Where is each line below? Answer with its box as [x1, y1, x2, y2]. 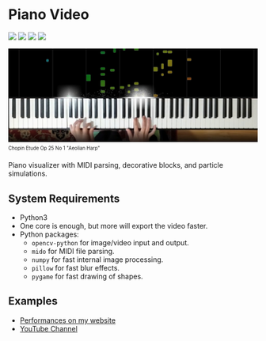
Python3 [19, 213, 47, 222]
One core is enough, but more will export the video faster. [19, 222, 208, 231]
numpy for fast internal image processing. [31, 255, 164, 264]
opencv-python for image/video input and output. [31, 238, 190, 248]
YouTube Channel [19, 324, 78, 333]
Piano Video [8, 6, 89, 24]
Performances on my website [19, 315, 116, 325]
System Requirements [8, 191, 120, 205]
